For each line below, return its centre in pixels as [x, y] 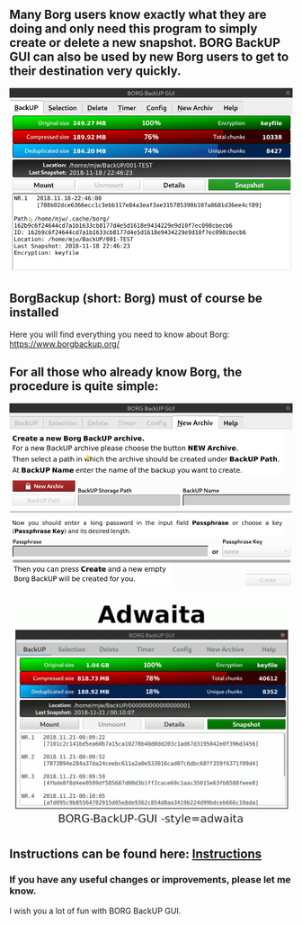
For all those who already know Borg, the [126, 372]
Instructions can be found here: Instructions [136, 854]
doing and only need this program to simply [133, 29]
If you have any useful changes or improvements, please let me [150, 880]
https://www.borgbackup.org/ [64, 344]
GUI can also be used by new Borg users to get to [149, 57]
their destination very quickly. [95, 71]
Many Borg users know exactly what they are [138, 15]
